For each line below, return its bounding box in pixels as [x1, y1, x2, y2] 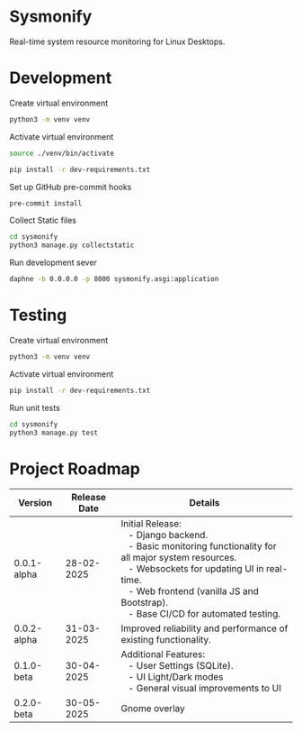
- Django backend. [128, 529, 209, 542]
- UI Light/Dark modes [128, 671, 224, 683]
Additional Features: [120, 648, 206, 661]
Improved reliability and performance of [120, 622, 289, 635]
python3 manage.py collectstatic [9, 241, 135, 250]
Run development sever [9, 257, 97, 268]
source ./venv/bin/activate [9, 149, 115, 158]
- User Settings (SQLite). [128, 660, 234, 673]
